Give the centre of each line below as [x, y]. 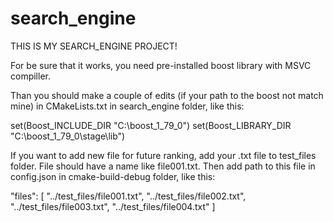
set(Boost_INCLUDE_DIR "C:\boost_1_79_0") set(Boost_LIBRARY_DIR [151, 125]
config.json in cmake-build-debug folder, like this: [113, 176]
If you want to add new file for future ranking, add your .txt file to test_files [163, 155]
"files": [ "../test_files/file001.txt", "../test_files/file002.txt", [128, 196]
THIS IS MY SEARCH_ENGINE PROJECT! [94, 46]
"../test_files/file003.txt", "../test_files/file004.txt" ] [113, 206]
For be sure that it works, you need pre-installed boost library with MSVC [161, 65]
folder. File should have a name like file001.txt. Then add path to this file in [163, 166]
